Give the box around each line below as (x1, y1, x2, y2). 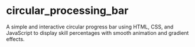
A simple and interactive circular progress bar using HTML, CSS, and (6, 23, 174, 30)
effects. (6, 35, 25, 42)
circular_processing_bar (6, 4, 129, 17)
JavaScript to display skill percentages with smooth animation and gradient (6, 29, 189, 36)
